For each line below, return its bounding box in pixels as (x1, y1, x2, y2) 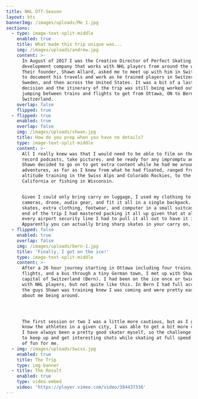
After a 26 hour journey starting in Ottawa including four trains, (21, 265, 194, 271)
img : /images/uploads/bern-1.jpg (16, 243, 99, 249)
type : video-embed (16, 379, 62, 385)
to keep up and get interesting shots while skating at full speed (21, 335, 192, 341)
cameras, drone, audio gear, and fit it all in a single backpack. (21, 199, 192, 205)
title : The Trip (16, 357, 57, 363)
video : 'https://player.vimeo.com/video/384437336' (16, 384, 146, 390)
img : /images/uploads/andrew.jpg (16, 47, 99, 53)
